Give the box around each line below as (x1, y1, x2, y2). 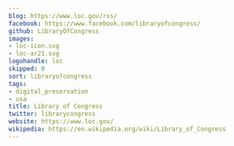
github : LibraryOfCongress (8, 27, 100, 35)
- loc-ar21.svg (8, 49, 60, 58)
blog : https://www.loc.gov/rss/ (8, 11, 117, 20)
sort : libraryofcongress (8, 72, 92, 80)
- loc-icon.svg (8, 42, 60, 50)
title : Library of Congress (8, 102, 104, 110)
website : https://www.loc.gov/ (8, 118, 114, 126)
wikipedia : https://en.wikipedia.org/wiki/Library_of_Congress (8, 125, 227, 133)
